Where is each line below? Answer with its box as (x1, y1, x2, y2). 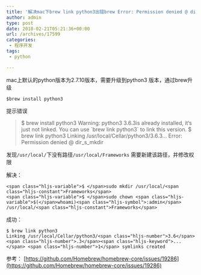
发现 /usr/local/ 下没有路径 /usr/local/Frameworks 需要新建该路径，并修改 (6, 151, 190, 158)
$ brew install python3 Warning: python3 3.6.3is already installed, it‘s (20, 119, 193, 127)
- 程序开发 (8, 43, 33, 49)
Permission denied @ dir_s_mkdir (20, 138, 104, 145)
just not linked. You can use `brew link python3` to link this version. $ (20, 125, 192, 133)
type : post (6, 20, 34, 26)
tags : (6, 48, 20, 54)
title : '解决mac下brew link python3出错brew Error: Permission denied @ (6, 8, 188, 15)
